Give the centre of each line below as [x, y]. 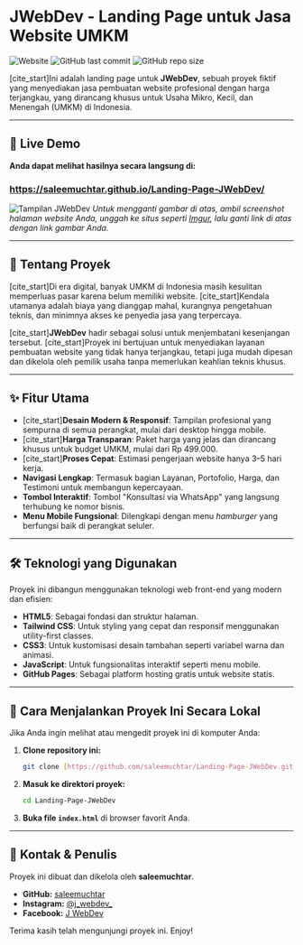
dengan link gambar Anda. [59, 228]
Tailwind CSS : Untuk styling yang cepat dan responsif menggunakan [151, 626]
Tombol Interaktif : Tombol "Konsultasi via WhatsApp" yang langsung [151, 496]
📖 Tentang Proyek [60, 265]
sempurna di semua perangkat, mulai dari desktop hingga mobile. [144, 430]
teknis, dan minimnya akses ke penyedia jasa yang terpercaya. [125, 315]
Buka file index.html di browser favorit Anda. [106, 818]
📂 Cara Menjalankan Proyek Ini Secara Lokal [135, 711]
